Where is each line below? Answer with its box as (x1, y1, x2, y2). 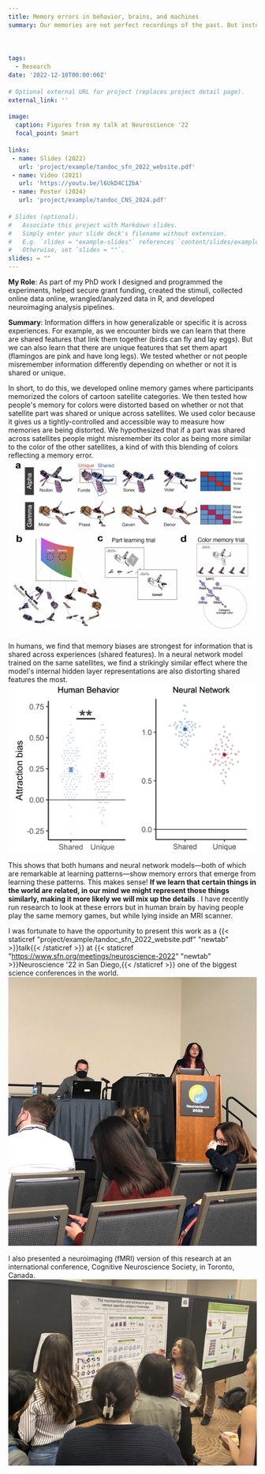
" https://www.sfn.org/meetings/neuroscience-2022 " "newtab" (8, 952, 211, 961)
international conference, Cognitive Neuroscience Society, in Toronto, (8, 1261, 235, 1272)
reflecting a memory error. (8, 450, 94, 460)
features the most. (8, 675, 68, 684)
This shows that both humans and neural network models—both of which (8, 861, 247, 870)
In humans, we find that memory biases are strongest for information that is (8, 641, 253, 651)
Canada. (8, 1270, 35, 1280)
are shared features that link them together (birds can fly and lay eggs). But (8, 334, 253, 344)
